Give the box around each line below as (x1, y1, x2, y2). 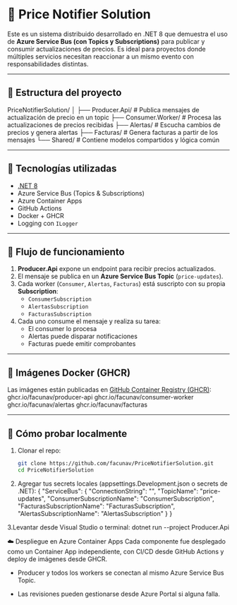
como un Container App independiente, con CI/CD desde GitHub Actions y (7, 547, 224, 556)
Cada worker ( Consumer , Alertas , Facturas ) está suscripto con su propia (17, 280, 226, 288)
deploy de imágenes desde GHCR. (7, 554, 108, 563)
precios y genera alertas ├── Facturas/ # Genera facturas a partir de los (7, 128, 219, 136)
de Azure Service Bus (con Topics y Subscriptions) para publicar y (7, 37, 205, 45)
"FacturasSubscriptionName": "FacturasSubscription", (17, 501, 176, 510)
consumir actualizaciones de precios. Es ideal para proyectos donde (7, 44, 206, 53)
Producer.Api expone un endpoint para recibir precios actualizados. (17, 265, 217, 273)
